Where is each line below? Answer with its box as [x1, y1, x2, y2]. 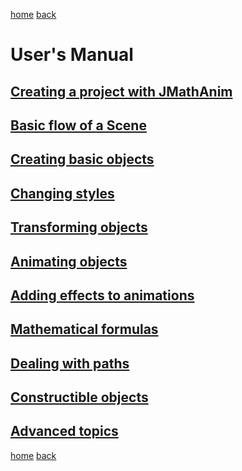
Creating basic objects [10, 151, 155, 168]
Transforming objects [10, 219, 148, 236]
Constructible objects [10, 389, 149, 406]
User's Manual [10, 44, 134, 66]
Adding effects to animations [10, 287, 195, 304]
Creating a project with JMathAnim [10, 83, 233, 100]
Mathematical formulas [10, 321, 159, 338]
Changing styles [10, 185, 115, 202]
